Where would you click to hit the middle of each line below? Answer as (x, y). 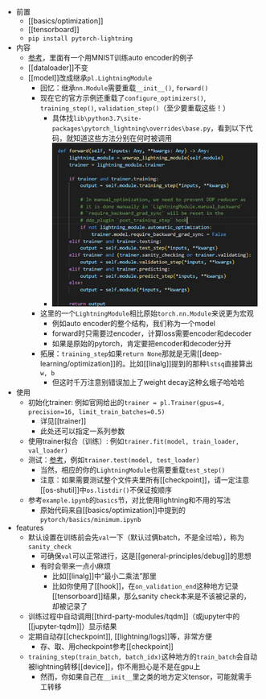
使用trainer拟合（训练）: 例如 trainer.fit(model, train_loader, (133, 440)
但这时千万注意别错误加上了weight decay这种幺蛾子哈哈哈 (148, 382)
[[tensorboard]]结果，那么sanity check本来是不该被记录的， (151, 596)
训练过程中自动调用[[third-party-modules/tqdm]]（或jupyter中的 (134, 616)
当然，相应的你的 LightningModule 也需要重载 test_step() (133, 469)
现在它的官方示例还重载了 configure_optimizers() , (123, 98)
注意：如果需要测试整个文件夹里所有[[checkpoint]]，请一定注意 (145, 480)
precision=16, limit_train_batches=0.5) (96, 412)
